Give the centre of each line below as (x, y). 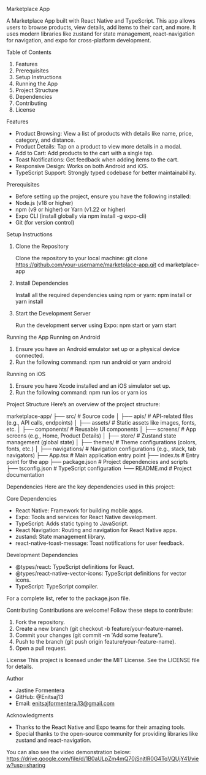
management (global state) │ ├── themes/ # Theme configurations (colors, (102, 442)
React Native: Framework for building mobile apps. (79, 511)
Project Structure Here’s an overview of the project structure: (83, 404)
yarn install (29, 301)
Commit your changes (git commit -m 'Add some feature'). (89, 635)
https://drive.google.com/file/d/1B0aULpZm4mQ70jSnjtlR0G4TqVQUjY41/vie (103, 758)
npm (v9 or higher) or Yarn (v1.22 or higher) (71, 209)
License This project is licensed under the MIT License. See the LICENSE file (103, 660)
